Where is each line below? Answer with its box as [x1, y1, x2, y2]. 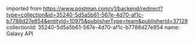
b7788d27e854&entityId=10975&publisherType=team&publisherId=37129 [6, 18, 188, 24]
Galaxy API [6, 30, 34, 37]
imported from [6, 5, 42, 12]
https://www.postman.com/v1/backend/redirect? [43, 5, 163, 12]
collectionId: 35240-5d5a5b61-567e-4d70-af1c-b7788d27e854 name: [6, 24, 180, 31]
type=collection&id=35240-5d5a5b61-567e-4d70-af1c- [6, 11, 144, 18]
